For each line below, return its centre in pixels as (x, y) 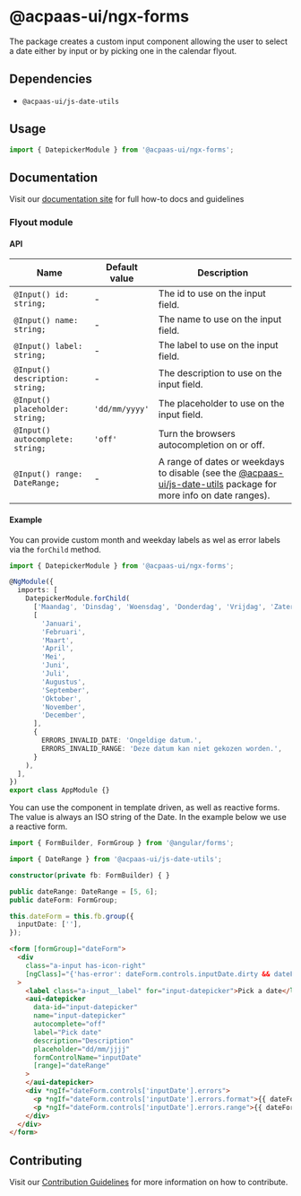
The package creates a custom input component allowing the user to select (149, 41)
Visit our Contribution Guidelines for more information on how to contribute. (149, 1183)
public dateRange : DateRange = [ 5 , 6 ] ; (84, 891)
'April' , (58, 649)
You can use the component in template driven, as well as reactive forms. (145, 808)
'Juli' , (56, 674)
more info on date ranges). (214, 495)
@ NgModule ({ (31, 582)
